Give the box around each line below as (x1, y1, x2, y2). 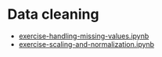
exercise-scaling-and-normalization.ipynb (18, 39, 154, 48)
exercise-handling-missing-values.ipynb (18, 31, 149, 41)
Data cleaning (7, 5, 99, 23)
